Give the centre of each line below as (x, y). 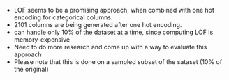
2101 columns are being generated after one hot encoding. (98, 25)
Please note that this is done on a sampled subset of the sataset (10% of (118, 62)
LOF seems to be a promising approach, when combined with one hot (114, 10)
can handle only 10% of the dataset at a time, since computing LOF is (113, 32)
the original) (31, 69)
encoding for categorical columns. (63, 17)
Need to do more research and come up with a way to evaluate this (110, 47)
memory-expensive (42, 40)
